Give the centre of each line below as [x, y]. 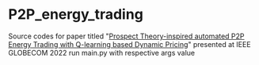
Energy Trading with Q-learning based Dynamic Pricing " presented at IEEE [129, 44]
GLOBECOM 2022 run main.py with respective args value [102, 52]
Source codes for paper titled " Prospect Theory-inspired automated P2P [126, 36]
